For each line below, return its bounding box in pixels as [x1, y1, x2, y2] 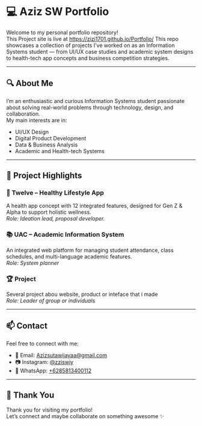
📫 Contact [6, 321, 48, 331]
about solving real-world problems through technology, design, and [6, 104, 174, 111]
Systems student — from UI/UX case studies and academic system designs [6, 48, 194, 55]
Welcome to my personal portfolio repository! [6, 28, 118, 36]
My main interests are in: [6, 116, 67, 124]
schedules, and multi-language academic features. [6, 252, 132, 260]
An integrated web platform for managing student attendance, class [6, 246, 174, 254]
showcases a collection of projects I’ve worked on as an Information [6, 42, 176, 49]
